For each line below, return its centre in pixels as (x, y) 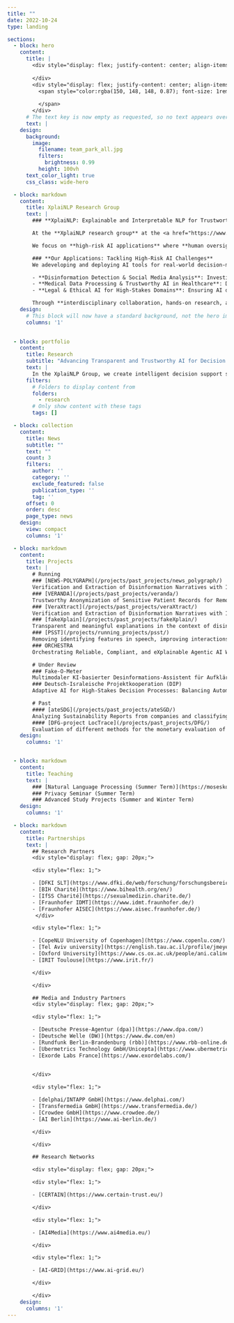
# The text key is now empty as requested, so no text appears (119, 117)
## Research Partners (64, 851)
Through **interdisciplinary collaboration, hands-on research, (127, 303)
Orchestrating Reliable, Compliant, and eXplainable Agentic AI (127, 652)
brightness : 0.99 (70, 163)
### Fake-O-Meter (57, 671)
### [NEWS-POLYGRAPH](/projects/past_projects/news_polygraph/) (127, 581)
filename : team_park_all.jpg (80, 150)
